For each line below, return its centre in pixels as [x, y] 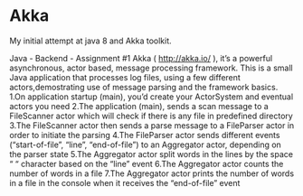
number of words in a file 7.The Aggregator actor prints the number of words [152, 173]
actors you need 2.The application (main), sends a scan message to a [139, 106]
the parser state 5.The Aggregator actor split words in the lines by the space [151, 154]
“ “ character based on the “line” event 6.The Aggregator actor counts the [147, 163]
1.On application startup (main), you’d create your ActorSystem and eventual [151, 97]
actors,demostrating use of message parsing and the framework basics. [144, 87]
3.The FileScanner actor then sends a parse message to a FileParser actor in [152, 125]
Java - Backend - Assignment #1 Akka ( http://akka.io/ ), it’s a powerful [141, 58]
